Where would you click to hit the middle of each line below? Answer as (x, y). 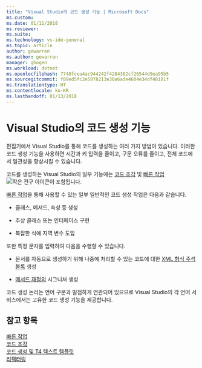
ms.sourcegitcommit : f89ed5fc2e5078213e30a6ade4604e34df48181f (88, 79)
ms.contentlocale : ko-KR (37, 91)
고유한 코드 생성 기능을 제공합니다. (73, 300)
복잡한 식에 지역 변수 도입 (45, 233)
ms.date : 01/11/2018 (32, 23)
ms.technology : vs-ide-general (46, 40)
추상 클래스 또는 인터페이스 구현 (52, 220)
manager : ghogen (27, 62)
